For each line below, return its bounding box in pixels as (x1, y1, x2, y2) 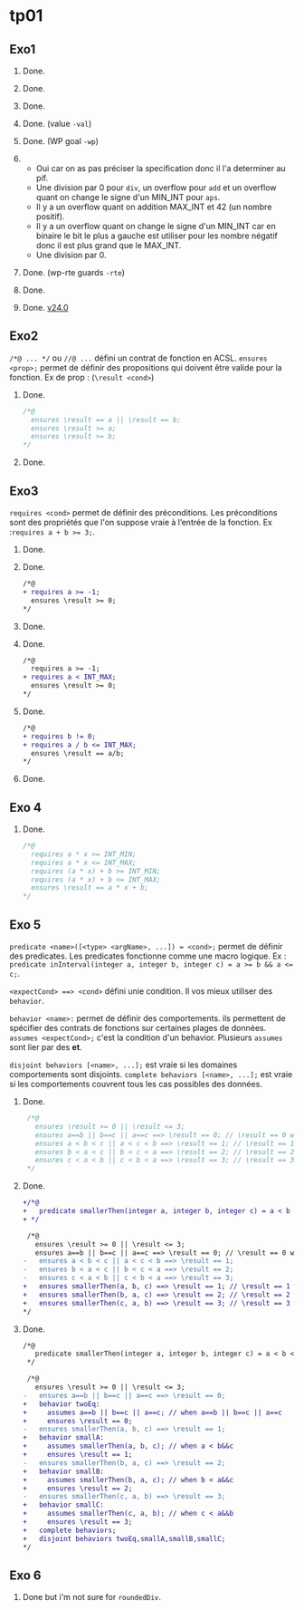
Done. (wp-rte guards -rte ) (22, 267, 125, 277)
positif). (35, 211, 65, 222)
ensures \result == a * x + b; (31, 883, 149, 892)
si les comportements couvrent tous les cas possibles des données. (9, 1079, 262, 1089)
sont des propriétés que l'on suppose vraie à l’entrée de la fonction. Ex (9, 517, 273, 527)
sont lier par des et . (9, 1042, 83, 1052)
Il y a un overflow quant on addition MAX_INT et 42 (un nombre (35, 201, 272, 212)
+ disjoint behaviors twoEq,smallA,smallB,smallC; (22, 1534, 226, 1543)
